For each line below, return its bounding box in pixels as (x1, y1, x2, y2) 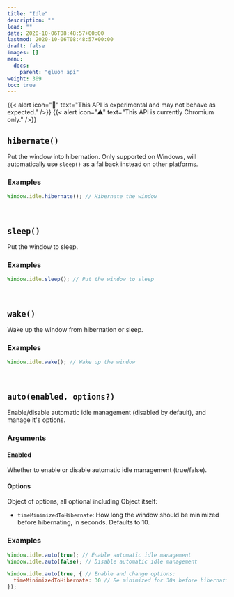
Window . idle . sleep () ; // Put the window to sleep (7, 276, 155, 283)
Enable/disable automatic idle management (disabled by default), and (7, 409, 207, 417)
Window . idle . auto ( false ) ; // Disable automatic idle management (7, 558, 198, 565)
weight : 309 (7, 75, 42, 82)
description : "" (7, 17, 54, 24)
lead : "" (7, 23, 33, 30)
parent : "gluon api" (19, 68, 79, 75)
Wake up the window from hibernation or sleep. (7, 326, 144, 334)
